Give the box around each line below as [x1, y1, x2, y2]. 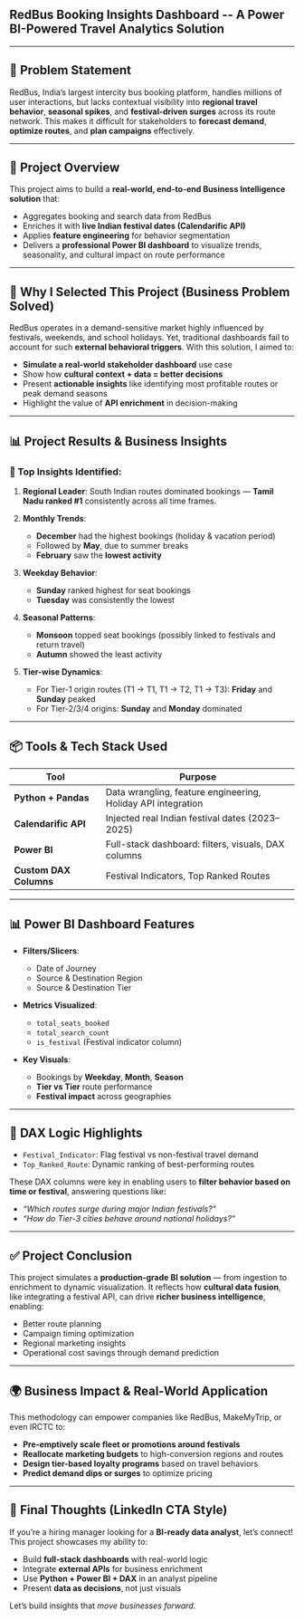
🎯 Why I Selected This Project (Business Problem [9, 284, 290, 300]
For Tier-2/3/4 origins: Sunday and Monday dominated [35, 703, 242, 714]
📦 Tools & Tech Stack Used [9, 739, 168, 754]
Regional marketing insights [22, 1337, 127, 1348]
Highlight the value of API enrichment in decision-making [22, 398, 238, 408]
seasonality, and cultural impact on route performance [22, 249, 225, 261]
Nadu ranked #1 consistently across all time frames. [22, 495, 217, 506]
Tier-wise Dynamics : [22, 666, 103, 677]
